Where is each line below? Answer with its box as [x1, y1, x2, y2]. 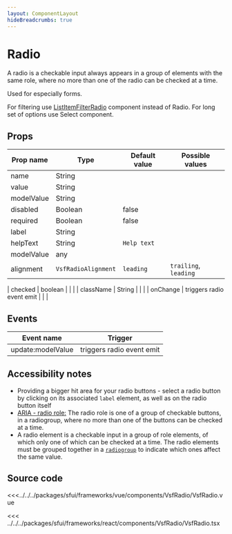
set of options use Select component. [7, 110, 114, 119]
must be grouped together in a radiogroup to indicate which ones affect [17, 445, 221, 453]
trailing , [170, 261, 201, 270]
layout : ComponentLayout [7, 10, 79, 17]
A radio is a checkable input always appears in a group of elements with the [7, 69, 223, 77]
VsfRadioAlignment [55, 265, 116, 273]
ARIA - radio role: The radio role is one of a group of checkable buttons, [17, 408, 222, 417]
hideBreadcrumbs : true [7, 17, 72, 23]
